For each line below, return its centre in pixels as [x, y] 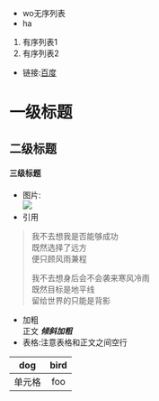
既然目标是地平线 [63, 289]
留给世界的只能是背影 [71, 300]
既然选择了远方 [59, 247]
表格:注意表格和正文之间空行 [75, 342]
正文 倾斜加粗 [47, 331]
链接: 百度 [39, 72]
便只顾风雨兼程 [59, 258]
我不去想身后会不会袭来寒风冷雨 [90, 277]
